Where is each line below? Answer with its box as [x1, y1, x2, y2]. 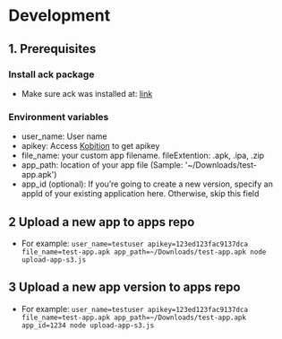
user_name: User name [21, 131, 108, 142]
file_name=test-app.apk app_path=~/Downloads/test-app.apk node [21, 248, 267, 256]
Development [8, 5, 111, 26]
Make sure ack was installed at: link [21, 88, 153, 99]
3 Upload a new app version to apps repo [8, 280, 241, 295]
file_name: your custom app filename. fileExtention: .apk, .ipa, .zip [21, 150, 265, 161]
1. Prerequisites [8, 41, 97, 56]
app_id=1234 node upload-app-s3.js [21, 320, 155, 330]
